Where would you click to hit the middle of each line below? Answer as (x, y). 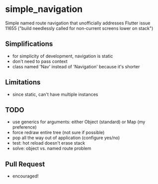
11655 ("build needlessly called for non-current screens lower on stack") (79, 28)
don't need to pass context (40, 61)
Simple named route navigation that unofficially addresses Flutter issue (78, 23)
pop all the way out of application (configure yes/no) (66, 138)
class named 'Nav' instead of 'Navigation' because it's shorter (76, 66)
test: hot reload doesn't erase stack (49, 143)
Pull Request (25, 164)
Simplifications (29, 44)
